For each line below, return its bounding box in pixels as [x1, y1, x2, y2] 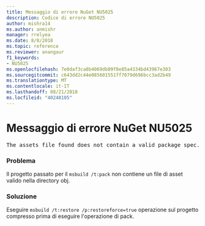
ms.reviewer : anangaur [6, 49, 64, 55]
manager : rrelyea [6, 32, 51, 38]
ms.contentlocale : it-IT [6, 84, 70, 90]
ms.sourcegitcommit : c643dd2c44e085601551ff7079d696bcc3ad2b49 [6, 72, 171, 78]
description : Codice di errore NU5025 [6, 15, 105, 21]
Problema [6, 156, 35, 165]
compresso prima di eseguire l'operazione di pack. [6, 212, 135, 220]
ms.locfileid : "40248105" [6, 95, 72, 101]
